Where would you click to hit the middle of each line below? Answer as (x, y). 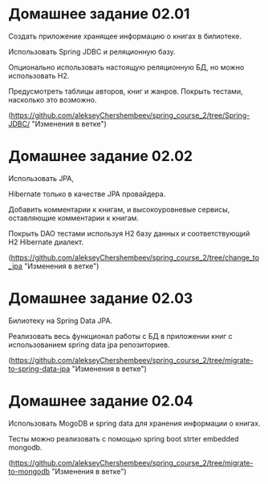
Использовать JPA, (41, 178)
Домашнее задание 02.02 (101, 156)
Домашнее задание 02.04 (101, 401)
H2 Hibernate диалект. (46, 242)
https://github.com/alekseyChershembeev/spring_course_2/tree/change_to (135, 257)
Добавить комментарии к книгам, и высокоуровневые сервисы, (119, 209)
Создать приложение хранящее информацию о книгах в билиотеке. (125, 36)
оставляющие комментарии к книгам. (73, 218)
